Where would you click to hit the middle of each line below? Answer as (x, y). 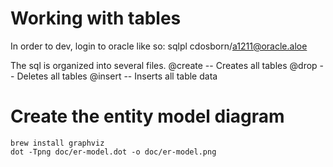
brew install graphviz (57, 143)
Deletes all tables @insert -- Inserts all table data (117, 76)
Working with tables (96, 18)
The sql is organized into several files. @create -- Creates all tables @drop (164, 65)
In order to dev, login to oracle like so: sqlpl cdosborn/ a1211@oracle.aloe (159, 46)
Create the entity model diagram (147, 116)
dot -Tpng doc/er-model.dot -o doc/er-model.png (113, 152)
